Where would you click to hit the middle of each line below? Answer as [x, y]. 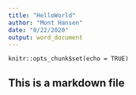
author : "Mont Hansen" [45, 23]
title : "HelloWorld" [42, 15]
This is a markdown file [66, 83]
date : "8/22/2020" [38, 30]
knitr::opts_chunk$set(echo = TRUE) [68, 59]
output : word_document [45, 37]
